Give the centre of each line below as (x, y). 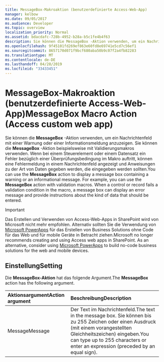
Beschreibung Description (101, 298)
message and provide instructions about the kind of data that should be (77, 195)
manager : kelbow (21, 14)
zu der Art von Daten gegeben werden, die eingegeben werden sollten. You (80, 169)
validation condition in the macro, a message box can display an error (75, 190)
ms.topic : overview (25, 28)
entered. (13, 200)
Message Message (29, 331)
